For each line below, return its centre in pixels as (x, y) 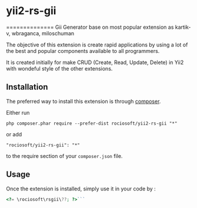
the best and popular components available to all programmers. (83, 51)
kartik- (183, 27)
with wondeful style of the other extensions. (59, 68)
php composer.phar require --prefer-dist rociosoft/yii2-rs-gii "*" (92, 123)
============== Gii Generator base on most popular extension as (90, 27)
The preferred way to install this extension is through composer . (84, 101)
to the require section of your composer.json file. (64, 156)
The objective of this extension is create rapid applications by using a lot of (97, 45)
